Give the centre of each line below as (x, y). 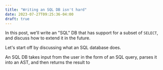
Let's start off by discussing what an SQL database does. (63, 48)
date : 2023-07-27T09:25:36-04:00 (39, 14)
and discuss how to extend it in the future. (48, 38)
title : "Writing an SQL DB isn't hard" (46, 10)
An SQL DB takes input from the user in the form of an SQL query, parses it (81, 57)
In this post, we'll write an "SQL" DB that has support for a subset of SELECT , (82, 33)
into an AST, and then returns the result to (48, 63)
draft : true (17, 19)
